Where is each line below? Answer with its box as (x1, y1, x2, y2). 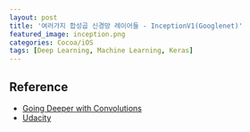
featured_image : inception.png (9, 29, 126, 38)
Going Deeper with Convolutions (21, 103, 143, 113)
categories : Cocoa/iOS (9, 37, 94, 47)
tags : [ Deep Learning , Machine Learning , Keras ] (9, 46, 194, 55)
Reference (9, 79, 69, 95)
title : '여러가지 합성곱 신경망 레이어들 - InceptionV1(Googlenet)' (9, 21, 244, 30)
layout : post (9, 12, 58, 22)
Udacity (21, 112, 52, 123)
